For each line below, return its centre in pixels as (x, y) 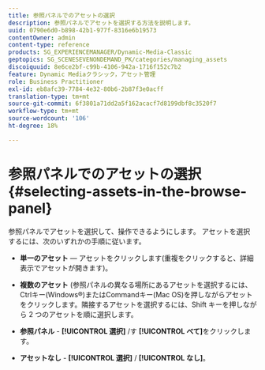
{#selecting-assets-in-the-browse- (127, 191)
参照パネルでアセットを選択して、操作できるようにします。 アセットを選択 (129, 231)
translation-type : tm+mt (49, 96)
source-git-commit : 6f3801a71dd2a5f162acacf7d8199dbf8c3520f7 (112, 104)
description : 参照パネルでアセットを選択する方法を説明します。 (101, 23)
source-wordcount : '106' (49, 119)
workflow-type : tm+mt (44, 111)
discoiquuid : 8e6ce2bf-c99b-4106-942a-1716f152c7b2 (95, 67)
